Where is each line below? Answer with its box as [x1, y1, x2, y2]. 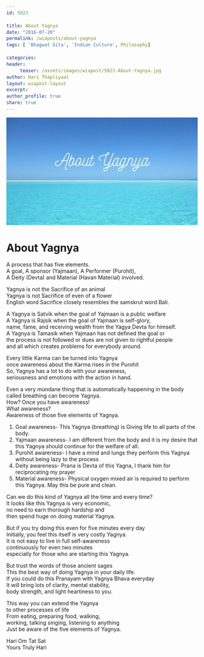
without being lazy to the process [15, 456, 99, 463]
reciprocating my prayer [15, 468, 76, 476]
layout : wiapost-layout [6, 80, 67, 86]
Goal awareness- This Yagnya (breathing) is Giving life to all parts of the [15, 423, 195, 431]
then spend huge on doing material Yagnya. [6, 513, 115, 520]
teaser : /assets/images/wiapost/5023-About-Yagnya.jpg [19, 68, 162, 74]
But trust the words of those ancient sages [6, 562, 113, 569]
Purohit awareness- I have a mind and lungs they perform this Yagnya [15, 449, 190, 456]
